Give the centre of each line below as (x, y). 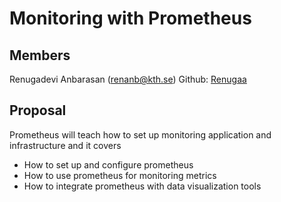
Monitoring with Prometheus (130, 18)
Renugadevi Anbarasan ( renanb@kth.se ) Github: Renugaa (128, 79)
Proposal (38, 110)
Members (40, 55)
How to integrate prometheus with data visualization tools (142, 186)
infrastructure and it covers (65, 145)
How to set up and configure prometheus (108, 164)
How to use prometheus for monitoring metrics (120, 175)
